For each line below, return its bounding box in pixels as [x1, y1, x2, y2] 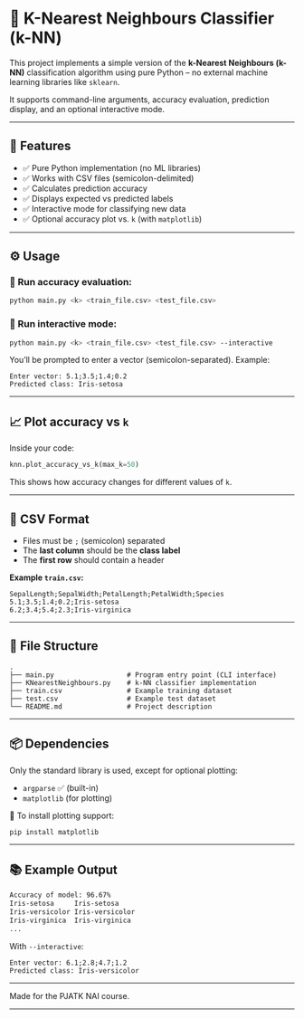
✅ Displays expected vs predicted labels [22, 193, 174, 204]
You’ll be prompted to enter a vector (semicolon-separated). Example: [9, 355, 270, 366]
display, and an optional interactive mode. [9, 103, 166, 114]
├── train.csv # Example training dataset [9, 686, 233, 695]
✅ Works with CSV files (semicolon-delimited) [22, 172, 195, 184]
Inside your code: [9, 443, 75, 453]
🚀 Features [9, 138, 71, 154]
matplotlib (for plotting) [22, 792, 113, 804]
